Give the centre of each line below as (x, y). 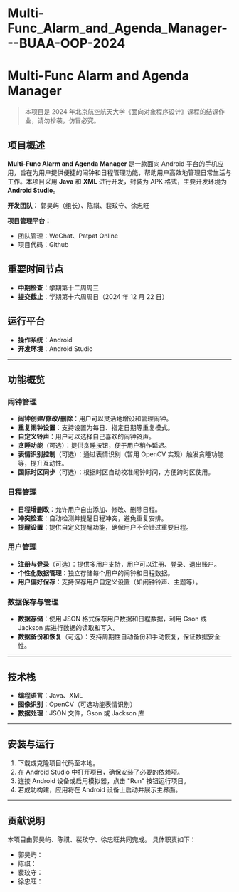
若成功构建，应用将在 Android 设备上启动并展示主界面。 (100, 789)
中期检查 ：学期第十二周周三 (58, 288)
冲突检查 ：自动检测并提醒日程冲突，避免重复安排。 (92, 518)
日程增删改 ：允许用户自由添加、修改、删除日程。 (89, 509)
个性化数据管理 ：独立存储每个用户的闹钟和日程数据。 (96, 573)
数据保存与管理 (33, 602)
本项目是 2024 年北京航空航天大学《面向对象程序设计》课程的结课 (122, 112)
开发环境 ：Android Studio (55, 348)
